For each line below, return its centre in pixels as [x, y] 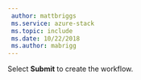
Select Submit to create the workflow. [70, 69]
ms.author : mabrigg [44, 46]
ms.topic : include [42, 31]
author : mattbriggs [44, 16]
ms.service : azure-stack [52, 23]
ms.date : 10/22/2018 [46, 38]
